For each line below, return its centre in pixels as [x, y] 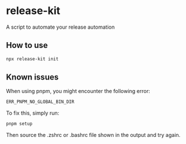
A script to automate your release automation [61, 27]
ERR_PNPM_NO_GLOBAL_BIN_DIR [40, 102]
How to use [27, 45]
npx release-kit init [32, 59]
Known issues [32, 77]
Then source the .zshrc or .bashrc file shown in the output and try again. [93, 135]
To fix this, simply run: [33, 113]
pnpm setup [19, 124]
